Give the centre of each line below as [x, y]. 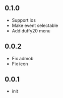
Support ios [24, 20]
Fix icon [20, 64]
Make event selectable [35, 25]
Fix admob [23, 58]
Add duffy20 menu [31, 31]
